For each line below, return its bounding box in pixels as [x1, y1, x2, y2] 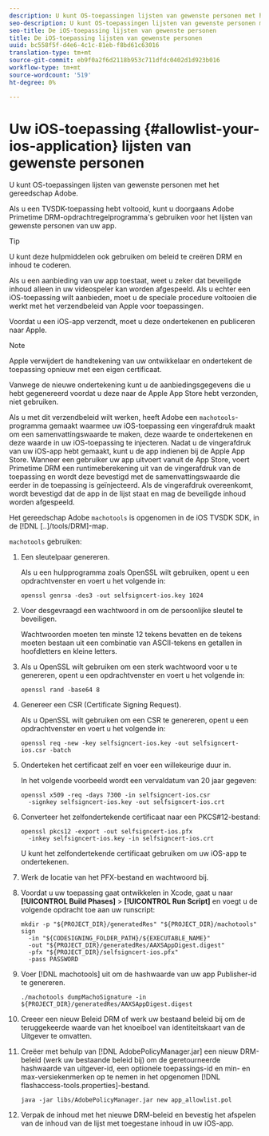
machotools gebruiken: [9, 536, 82, 547]
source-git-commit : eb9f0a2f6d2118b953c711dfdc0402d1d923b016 [9, 57, 220, 65]
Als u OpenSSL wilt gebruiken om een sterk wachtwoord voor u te [20, 662, 238, 671]
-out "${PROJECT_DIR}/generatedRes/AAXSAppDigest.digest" [28, 941, 225, 950]
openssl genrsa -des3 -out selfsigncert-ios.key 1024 [20, 592, 204, 600]
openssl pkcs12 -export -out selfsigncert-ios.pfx [20, 828, 193, 836]
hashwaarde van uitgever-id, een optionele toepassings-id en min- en [20, 1063, 251, 1074]
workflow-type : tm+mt [9, 64, 81, 72]
